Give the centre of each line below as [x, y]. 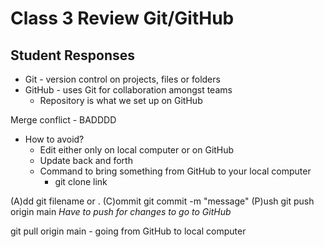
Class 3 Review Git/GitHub [122, 18]
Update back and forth [86, 160]
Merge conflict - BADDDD [63, 120]
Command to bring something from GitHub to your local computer [175, 171]
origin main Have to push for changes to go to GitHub [121, 211]
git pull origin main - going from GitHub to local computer [128, 231]
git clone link [81, 181]
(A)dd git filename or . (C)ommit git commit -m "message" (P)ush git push [162, 201]
